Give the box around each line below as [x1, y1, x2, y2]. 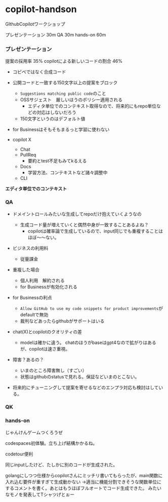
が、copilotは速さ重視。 [20, 345, 70, 352]
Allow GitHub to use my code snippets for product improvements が [20, 305, 163, 311]
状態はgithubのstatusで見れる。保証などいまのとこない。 [20, 373, 140, 379]
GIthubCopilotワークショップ [5, 21, 66, 27]
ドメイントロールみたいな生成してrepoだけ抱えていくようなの [12, 211, 142, 217]
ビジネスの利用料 [12, 245, 49, 251]
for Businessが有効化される [20, 284, 77, 290]
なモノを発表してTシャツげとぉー [5, 491, 75, 497]
